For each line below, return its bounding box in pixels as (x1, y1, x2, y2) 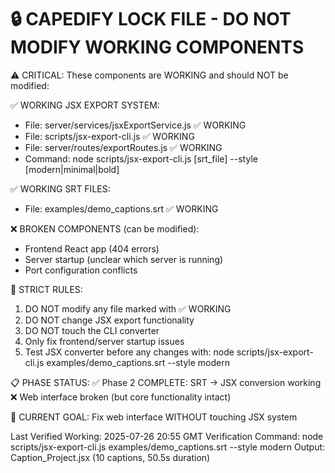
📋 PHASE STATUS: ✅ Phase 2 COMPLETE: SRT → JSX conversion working (10, 376, 322, 388)
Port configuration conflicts (24, 264, 138, 276)
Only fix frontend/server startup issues (24, 335, 185, 347)
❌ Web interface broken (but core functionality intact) (10, 391, 232, 403)
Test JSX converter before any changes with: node (24, 346, 235, 358)
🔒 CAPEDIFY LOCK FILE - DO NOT (10, 8, 292, 31)
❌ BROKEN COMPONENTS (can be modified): (10, 222, 200, 235)
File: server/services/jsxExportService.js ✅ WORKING (24, 119, 247, 131)
